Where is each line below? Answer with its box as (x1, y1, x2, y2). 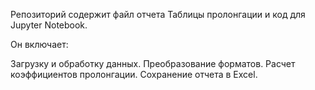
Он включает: (10, 39, 69, 50)
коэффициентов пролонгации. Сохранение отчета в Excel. (10, 69, 258, 80)
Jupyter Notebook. (10, 19, 88, 31)
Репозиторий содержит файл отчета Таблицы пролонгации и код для (10, 9, 306, 20)
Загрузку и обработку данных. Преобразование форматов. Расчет (10, 58, 296, 69)
